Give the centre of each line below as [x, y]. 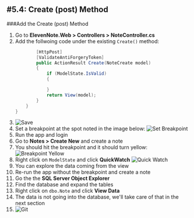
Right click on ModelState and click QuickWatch [73, 160]
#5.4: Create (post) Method [57, 10]
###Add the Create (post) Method [47, 23]
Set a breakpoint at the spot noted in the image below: [80, 129]
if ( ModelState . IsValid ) [77, 74]
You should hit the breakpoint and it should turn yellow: [81, 147]
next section [30, 203]
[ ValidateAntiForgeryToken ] [70, 57]
